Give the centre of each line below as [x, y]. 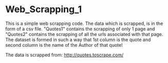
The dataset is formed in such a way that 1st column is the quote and [78, 40]
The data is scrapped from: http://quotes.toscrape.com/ [64, 55]
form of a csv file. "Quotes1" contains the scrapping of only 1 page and [80, 28]
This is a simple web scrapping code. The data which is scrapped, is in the [84, 23]
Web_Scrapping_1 [44, 9]
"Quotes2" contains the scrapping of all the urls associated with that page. [84, 34]
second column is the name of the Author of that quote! [64, 45]
